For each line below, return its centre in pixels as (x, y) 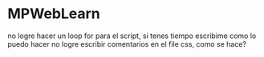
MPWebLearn (54, 14)
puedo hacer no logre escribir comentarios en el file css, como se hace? (127, 44)
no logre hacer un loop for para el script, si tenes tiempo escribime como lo (132, 36)
